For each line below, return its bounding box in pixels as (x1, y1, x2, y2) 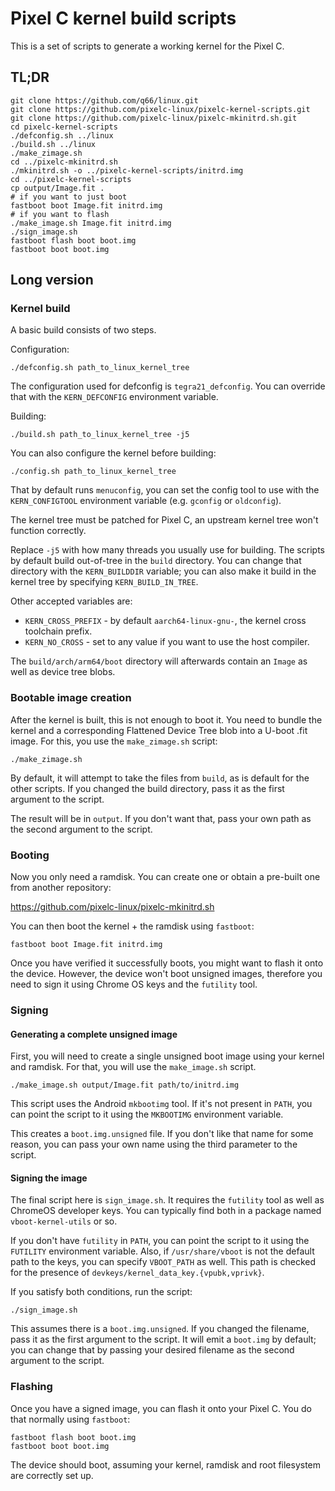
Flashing (10, 1380, 53, 1394)
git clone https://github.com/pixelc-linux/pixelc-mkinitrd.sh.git (10, 113, 298, 123)
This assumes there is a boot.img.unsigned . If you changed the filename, (10, 1323, 310, 1335)
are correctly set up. (10, 1469, 94, 1481)
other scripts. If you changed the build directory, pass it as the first (10, 782, 285, 794)
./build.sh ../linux (10, 139, 97, 149)
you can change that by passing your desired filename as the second (10, 1344, 295, 1356)
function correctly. (10, 525, 87, 537)
